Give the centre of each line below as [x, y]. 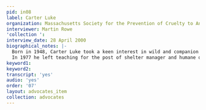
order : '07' [21, 86]
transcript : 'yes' [30, 75]
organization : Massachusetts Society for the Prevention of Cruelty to [100, 23]
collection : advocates [35, 97]
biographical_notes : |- [37, 46]
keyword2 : [19, 69]
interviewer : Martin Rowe [39, 29]
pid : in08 [19, 12]
